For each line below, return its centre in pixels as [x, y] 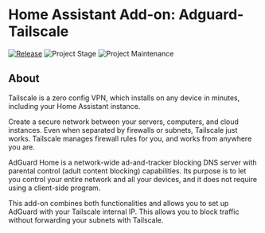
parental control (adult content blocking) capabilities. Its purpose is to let [127, 171]
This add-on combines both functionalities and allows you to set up [119, 203]
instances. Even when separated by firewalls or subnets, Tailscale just [123, 130]
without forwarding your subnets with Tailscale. [86, 219]
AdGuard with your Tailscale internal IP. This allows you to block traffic [124, 212]
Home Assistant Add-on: [92, 15]
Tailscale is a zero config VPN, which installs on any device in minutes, [124, 98]
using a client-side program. [55, 188]
